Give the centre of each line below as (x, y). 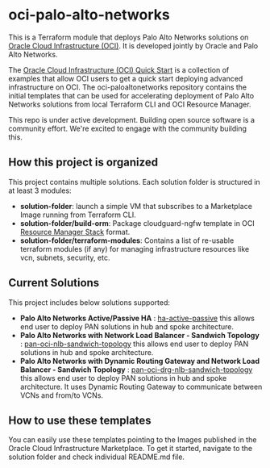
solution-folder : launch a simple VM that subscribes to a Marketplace (136, 206)
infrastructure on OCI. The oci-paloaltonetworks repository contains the (128, 87)
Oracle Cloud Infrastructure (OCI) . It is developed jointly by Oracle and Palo (133, 45)
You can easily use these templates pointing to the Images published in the (133, 440)
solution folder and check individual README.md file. (97, 457)
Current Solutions (54, 283)
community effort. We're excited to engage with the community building (128, 128)
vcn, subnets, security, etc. (65, 257)
